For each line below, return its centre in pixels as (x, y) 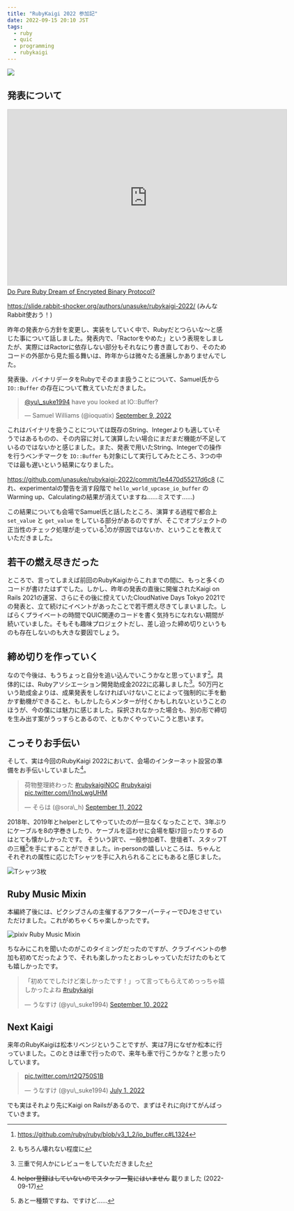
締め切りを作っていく (53, 656)
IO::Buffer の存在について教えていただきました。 (78, 388)
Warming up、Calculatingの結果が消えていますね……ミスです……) (101, 496)
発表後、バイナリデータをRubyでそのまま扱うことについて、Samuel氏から (113, 379)
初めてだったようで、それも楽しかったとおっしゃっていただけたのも (117, 958)
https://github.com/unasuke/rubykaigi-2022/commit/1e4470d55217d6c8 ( (113, 479)
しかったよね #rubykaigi (59, 990)
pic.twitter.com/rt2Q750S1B (64, 1076)
